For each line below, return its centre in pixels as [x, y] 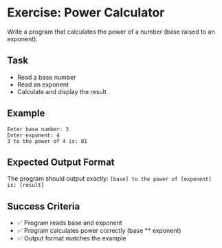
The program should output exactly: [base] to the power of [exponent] [109, 179]
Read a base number [46, 77]
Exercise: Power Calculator [86, 13]
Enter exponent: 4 [33, 135]
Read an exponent [43, 84]
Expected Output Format [61, 162]
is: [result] [26, 185]
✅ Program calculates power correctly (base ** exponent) [99, 231]
